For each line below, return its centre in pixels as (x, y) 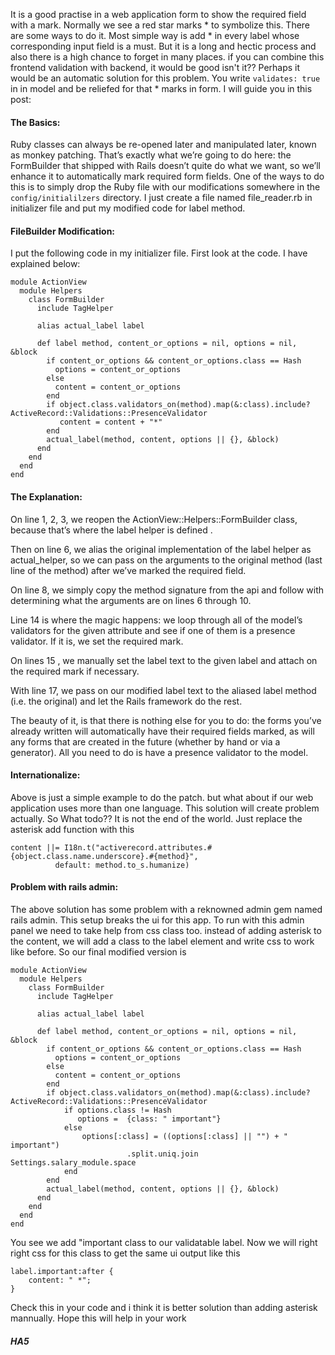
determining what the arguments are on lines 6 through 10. (131, 600)
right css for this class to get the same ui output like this (125, 1253)
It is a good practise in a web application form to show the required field (158, 14)
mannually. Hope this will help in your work (98, 1318)
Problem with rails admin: (64, 887)
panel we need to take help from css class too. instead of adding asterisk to (166, 931)
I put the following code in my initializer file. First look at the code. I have (159, 253)
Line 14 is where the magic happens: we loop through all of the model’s (156, 620)
